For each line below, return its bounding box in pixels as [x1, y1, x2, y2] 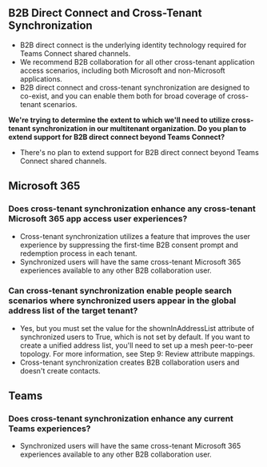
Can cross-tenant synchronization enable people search [8, 285, 233, 297]
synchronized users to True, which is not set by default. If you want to [19, 332, 250, 341]
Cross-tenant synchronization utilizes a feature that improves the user [19, 231, 250, 241]
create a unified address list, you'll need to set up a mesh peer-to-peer [19, 340, 253, 350]
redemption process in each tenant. [19, 248, 137, 258]
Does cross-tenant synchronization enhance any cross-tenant [8, 203, 256, 214]
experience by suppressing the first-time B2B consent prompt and [19, 240, 238, 249]
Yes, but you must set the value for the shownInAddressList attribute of [19, 323, 254, 333]
